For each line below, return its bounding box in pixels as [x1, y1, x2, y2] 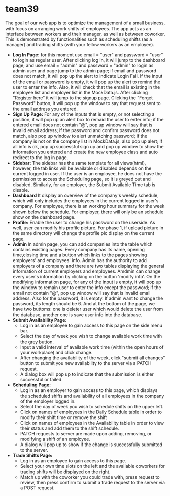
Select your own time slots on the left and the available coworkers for [20, 463, 165, 469]
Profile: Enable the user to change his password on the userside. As [12, 219, 156, 225]
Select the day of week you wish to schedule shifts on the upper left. [20, 403, 164, 409]
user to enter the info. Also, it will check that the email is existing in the [12, 84, 160, 90]
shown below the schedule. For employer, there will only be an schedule [12, 208, 164, 215]
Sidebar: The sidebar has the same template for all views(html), [12, 160, 146, 166]
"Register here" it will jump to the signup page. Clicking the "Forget [12, 95, 153, 101]
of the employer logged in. [20, 398, 76, 404]
